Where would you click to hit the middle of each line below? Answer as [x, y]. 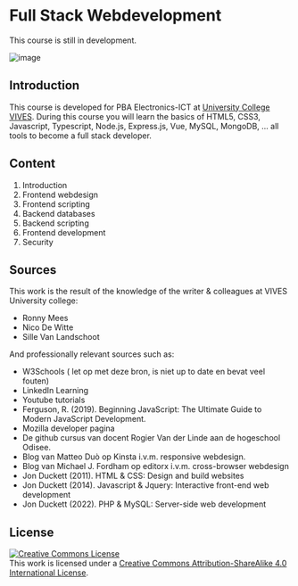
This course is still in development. [73, 40]
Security [37, 242]
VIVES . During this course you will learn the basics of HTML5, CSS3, [135, 116]
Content [33, 164]
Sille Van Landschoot [61, 337]
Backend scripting [55, 223]
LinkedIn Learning [55, 391]
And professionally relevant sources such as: [92, 354]
